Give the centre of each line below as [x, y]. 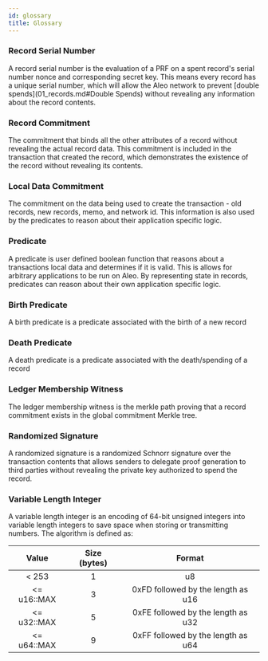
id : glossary [30, 16]
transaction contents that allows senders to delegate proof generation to [127, 461]
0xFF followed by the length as [190, 635]
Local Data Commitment [56, 187]
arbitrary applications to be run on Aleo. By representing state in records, [128, 275]
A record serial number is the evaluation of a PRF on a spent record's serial [132, 68]
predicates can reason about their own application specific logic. [115, 284]
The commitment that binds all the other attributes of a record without [123, 140]
